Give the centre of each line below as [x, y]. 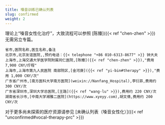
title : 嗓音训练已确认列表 [30, 10]
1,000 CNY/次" [25, 76]
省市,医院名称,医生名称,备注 [31, 50]
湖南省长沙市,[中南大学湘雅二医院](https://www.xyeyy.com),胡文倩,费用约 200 [79, 97]
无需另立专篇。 [20, 39]
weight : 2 [15, 19]
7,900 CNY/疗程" [21, 65]
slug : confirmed [22, 14]
